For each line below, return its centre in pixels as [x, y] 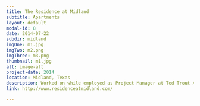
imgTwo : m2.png [25, 50]
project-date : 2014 [30, 72]
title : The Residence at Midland [48, 12]
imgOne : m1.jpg [25, 45]
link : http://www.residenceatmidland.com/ [60, 89]
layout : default [26, 23]
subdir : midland [26, 39]
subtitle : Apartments [33, 17]
